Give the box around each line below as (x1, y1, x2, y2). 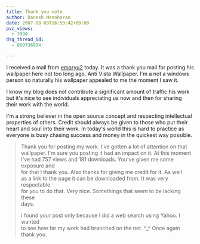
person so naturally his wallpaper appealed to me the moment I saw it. (6, 76, 179, 84)
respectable (20, 181, 51, 188)
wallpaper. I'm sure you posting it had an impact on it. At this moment (20, 149, 192, 156)
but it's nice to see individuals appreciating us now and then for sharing (6, 94, 182, 102)
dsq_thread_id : (6, 36, 44, 42)
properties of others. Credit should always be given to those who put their (6, 118, 188, 126)
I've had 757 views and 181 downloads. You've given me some (20, 155, 174, 163)
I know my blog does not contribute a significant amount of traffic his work (6, 88, 190, 95)
